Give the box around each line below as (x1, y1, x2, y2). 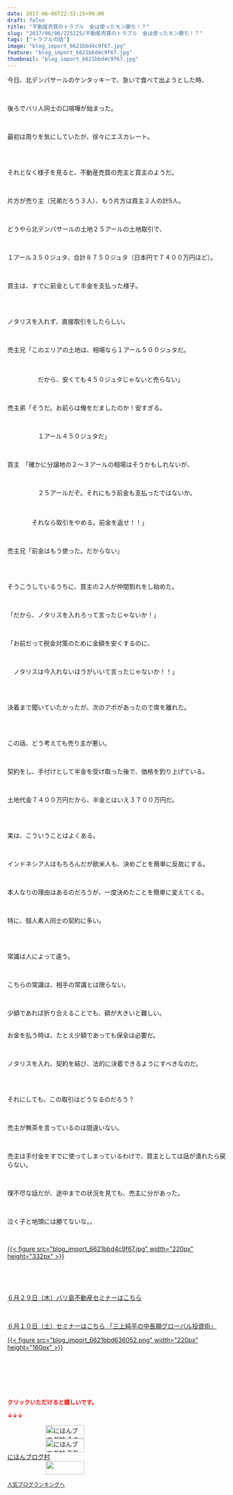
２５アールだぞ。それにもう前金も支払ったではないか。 (37, 488, 197, 497)
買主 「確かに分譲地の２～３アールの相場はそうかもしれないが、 (7, 460, 193, 468)
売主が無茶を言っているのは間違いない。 (7, 1123, 123, 1132)
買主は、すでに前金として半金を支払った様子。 (7, 281, 142, 290)
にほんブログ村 (7, 1452, 50, 1461)
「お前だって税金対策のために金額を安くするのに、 (7, 639, 153, 647)
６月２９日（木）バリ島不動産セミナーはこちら (7, 1293, 142, 1302)
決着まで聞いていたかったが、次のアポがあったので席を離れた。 (7, 703, 190, 712)
